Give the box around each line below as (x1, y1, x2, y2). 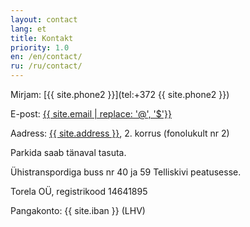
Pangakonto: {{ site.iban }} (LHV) (10, 205, 146, 216)
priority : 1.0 (10, 42, 70, 53)
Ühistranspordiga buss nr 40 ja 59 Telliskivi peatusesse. (10, 166, 242, 178)
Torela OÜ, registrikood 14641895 (10, 186, 148, 197)
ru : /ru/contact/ (10, 61, 83, 71)
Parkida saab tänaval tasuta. (10, 147, 127, 158)
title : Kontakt (10, 33, 74, 43)
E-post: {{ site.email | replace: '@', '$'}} (10, 108, 172, 120)
